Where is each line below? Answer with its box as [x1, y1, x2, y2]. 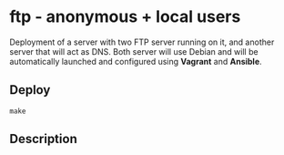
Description [9, 131, 77, 147]
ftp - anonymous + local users [9, 6, 241, 27]
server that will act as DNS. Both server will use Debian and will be [9, 46, 259, 57]
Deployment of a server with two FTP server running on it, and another [9, 36, 275, 47]
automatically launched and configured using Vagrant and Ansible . [9, 56, 262, 67]
